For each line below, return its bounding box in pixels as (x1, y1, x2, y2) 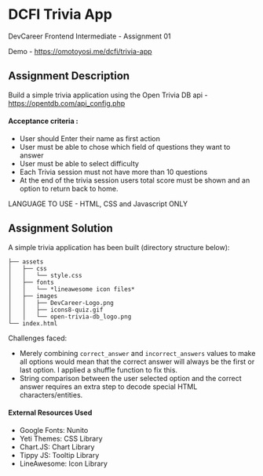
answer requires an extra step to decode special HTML (19, 382, 198, 391)
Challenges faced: (8, 333, 68, 343)
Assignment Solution (8, 222, 114, 235)
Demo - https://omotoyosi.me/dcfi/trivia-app (8, 46, 152, 56)
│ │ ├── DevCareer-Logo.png (8, 299, 114, 307)
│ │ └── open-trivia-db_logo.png (8, 312, 132, 321)
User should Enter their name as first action (19, 133, 161, 143)
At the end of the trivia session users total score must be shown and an (19, 175, 250, 185)
